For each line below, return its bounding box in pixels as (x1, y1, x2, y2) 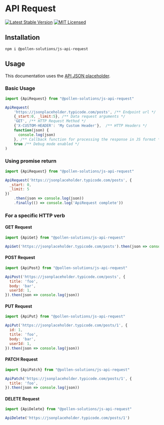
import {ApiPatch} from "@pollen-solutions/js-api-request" (5, 367, 130, 372)
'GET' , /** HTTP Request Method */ (14, 119, 86, 124)
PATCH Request (5, 356, 38, 362)
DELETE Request (5, 396, 40, 401)
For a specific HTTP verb (5, 212, 65, 219)
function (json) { (14, 128, 49, 133)
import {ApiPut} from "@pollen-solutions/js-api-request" (5, 314, 125, 319)
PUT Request (5, 303, 33, 309)
